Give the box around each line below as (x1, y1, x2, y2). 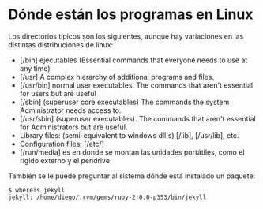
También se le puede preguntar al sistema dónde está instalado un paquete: (8, 171, 256, 181)
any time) (19, 63, 51, 73)
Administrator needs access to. (19, 105, 122, 115)
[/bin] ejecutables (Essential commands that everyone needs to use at (19, 55, 248, 65)
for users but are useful (19, 88, 96, 98)
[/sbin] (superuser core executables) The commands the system (19, 97, 230, 106)
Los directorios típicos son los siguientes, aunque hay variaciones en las (8, 32, 244, 41)
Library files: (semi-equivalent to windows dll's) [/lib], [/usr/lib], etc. (19, 130, 239, 140)
